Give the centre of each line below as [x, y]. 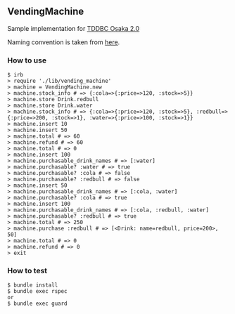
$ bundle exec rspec [38, 292]
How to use [27, 60]
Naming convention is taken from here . [64, 42]
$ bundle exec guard [38, 304]
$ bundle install [33, 285]
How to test [27, 271]
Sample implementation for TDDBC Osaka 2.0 [74, 28]
